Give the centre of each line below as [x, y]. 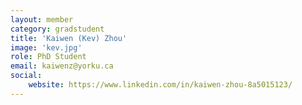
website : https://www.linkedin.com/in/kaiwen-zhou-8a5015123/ [160, 85]
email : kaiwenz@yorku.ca [62, 66]
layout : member [42, 19]
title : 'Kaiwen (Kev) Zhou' [69, 38]
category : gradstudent [57, 29]
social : [26, 76]
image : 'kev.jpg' [46, 47]
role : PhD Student [48, 57]
